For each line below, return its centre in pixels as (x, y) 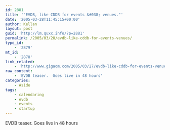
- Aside (22, 85)
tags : (11, 90)
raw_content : (19, 71)
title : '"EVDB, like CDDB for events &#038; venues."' (64, 15)
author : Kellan (21, 24)
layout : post (19, 29)
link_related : (20, 62)
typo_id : (14, 43)
